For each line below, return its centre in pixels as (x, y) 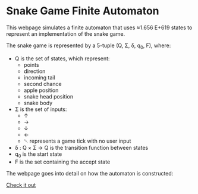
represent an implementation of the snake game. (66, 33)
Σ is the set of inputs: (41, 109)
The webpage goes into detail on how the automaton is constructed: (90, 173)
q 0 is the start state (38, 155)
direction (34, 71)
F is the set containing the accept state (62, 162)
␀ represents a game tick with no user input (77, 141)
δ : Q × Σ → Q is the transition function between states (81, 147)
